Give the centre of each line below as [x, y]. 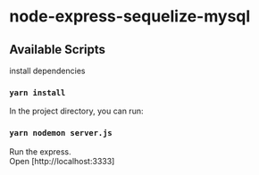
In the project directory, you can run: [76, 111]
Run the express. [40, 151]
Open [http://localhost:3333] [62, 161]
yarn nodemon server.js [61, 133]
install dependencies [47, 71]
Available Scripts [57, 50]
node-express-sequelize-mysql [130, 17]
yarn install [38, 92]
